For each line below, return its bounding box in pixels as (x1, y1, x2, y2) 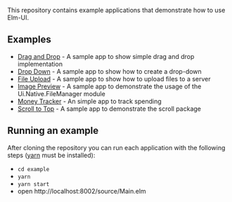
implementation (17, 60, 63, 68)
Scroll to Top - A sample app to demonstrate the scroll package (17, 105, 202, 113)
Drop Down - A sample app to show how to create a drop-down (17, 67, 202, 76)
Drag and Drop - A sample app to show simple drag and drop (17, 52, 195, 60)
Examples (7, 34, 51, 46)
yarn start (17, 180, 50, 188)
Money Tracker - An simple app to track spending (17, 97, 162, 105)
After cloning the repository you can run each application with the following (7, 143, 226, 151)
